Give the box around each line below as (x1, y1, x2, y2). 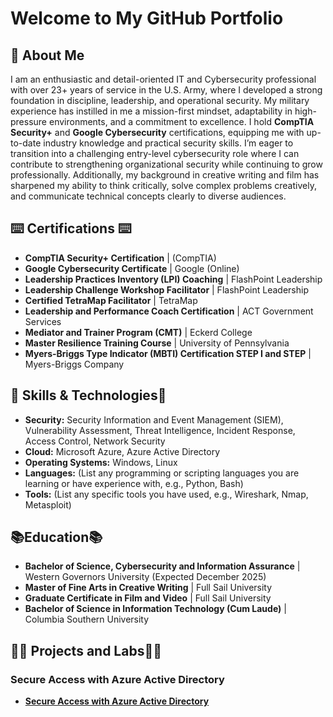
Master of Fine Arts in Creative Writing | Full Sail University (24, 582, 273, 594)
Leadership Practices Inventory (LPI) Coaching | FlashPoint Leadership (24, 273, 323, 285)
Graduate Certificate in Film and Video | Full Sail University (24, 592, 272, 604)
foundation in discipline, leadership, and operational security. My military (10, 95, 310, 106)
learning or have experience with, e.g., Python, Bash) (24, 477, 244, 489)
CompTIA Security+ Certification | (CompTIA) (24, 252, 217, 264)
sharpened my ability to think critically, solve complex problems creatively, (10, 180, 317, 191)
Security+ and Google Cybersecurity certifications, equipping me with (10, 127, 305, 138)
